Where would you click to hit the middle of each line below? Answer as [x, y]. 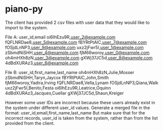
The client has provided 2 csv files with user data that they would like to [78, 22]
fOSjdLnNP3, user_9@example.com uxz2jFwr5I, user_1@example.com [74, 47]
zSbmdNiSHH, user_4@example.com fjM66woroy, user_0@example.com [77, 53]
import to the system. [26, 27]
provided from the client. [30, 123]
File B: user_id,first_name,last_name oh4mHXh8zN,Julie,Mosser [70, 72]
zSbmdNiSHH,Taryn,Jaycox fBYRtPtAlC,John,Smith [57, 77]
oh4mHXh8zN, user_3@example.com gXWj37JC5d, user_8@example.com [79, 57]
